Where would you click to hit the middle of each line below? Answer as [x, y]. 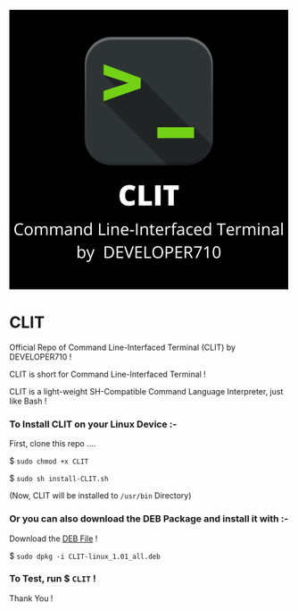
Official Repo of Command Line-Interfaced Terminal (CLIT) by [123, 347]
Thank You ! [31, 598]
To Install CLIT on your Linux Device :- [93, 424]
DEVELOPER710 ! [41, 356]
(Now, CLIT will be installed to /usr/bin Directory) [100, 496]
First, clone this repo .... [53, 444]
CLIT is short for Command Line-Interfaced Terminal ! [108, 374]
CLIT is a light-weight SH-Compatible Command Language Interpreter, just [146, 391]
